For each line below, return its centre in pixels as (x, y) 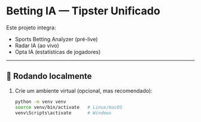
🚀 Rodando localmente (49, 76)
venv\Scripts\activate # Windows (63, 113)
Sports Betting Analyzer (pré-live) (56, 39)
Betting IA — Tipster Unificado (83, 11)
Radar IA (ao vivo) (37, 45)
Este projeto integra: (31, 28)
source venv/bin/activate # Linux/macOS (68, 107)
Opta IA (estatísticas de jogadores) (58, 51)
